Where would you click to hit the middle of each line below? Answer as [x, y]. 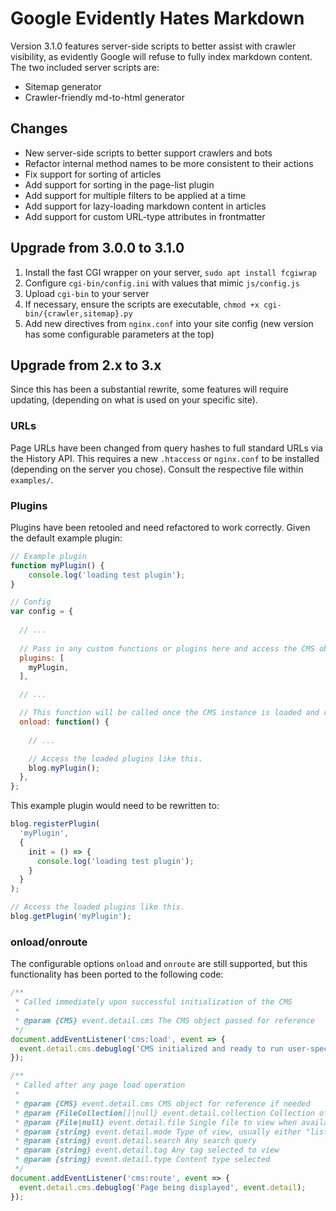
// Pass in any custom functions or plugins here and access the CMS [167, 648]
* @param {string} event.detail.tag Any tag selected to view [147, 1150]
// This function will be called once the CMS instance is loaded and [169, 713]
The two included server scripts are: [85, 67]
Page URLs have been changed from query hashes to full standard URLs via [166, 448]
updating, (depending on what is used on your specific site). [134, 400]
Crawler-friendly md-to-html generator [104, 97]
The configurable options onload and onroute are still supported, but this [159, 964]
